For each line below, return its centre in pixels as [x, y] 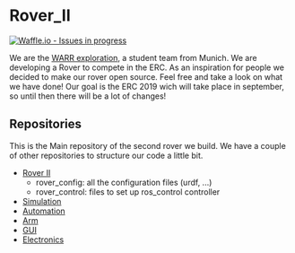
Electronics [43, 240]
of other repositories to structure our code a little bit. [106, 155]
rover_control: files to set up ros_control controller [128, 192]
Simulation [42, 201]
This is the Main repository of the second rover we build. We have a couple [148, 145]
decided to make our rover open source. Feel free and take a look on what [146, 76]
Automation [43, 211]
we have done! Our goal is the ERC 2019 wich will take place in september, [147, 86]
